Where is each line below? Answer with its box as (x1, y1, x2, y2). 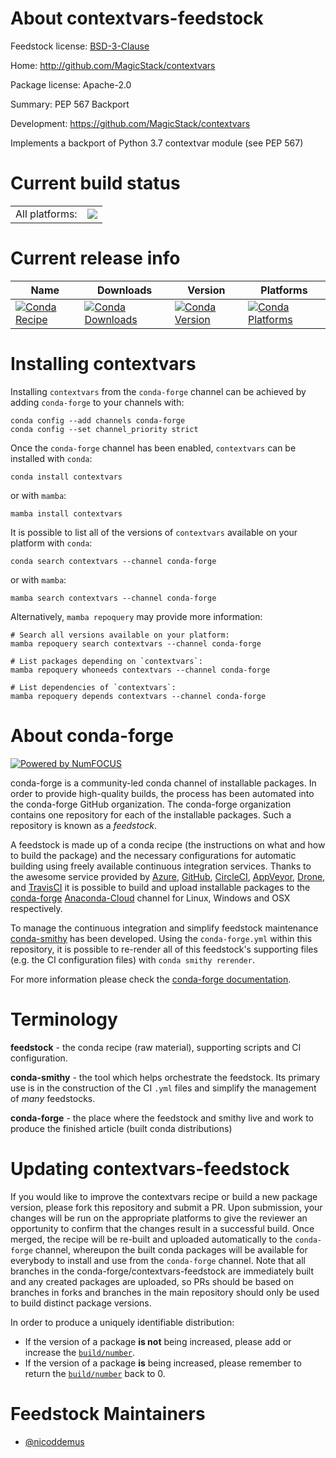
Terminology (10, 1008, 118, 1031)
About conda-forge (10, 724, 174, 747)
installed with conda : (10, 452, 93, 464)
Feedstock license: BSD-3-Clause (10, 40, 150, 52)
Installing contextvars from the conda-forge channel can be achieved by (10, 385, 307, 397)
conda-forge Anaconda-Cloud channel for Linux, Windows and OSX (10, 892, 291, 904)
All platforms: (15, 207, 78, 221)
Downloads (96, 283, 153, 297)
